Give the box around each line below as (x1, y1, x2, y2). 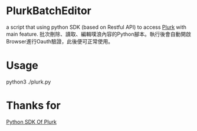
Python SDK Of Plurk (6, 118, 57, 125)
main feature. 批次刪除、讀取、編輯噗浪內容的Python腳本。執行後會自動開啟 (6, 31, 192, 38)
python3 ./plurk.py (6, 78, 51, 85)
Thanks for (6, 99, 61, 112)
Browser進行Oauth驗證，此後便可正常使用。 (6, 38, 114, 45)
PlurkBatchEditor (6, 4, 91, 18)
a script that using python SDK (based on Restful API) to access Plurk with (6, 23, 187, 31)
